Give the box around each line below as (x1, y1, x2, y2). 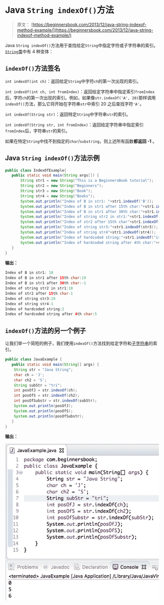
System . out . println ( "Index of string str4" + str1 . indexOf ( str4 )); (20, 230, 156, 235)
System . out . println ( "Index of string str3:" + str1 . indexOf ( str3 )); (20, 225, 159, 230)
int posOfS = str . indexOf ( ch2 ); (14, 393, 80, 398)
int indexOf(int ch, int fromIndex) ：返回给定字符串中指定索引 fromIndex (5, 89, 155, 95)
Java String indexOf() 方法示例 (5, 154, 100, 162)
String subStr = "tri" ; (14, 383, 62, 387)
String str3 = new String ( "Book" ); (20, 189, 93, 194)
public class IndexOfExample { (5, 168, 67, 173)
